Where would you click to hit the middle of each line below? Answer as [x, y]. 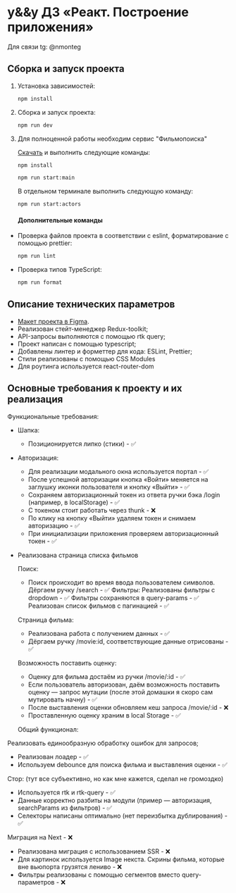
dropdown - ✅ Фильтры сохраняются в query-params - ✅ [113, 598]
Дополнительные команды [60, 220]
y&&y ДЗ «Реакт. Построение [98, 12]
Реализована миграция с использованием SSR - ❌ [94, 851]
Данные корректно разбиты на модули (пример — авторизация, [114, 800]
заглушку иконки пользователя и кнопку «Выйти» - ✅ [109, 487]
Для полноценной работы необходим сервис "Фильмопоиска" [112, 139]
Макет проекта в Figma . [53, 321]
